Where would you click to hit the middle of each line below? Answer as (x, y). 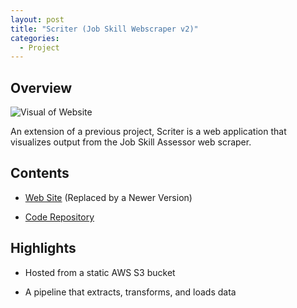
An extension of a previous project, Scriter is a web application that (148, 132)
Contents (40, 173)
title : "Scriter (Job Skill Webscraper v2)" (104, 29)
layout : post (37, 19)
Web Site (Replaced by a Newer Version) (108, 197)
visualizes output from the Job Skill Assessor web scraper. (131, 142)
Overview (41, 87)
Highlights (43, 248)
